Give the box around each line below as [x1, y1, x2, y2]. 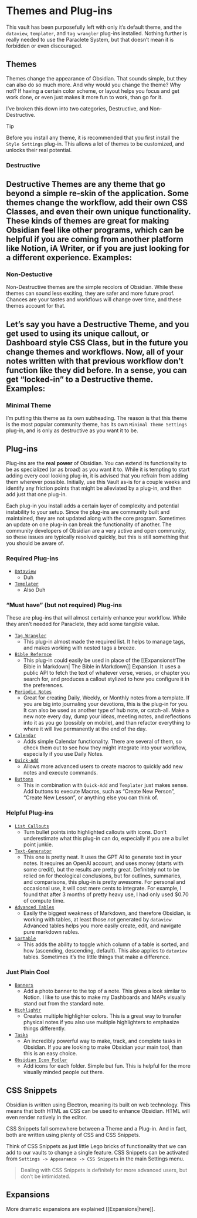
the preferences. [23, 682, 64, 689]
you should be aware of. [6, 539, 64, 547]
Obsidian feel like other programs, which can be [6, 225, 185, 235]
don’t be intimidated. [20, 1173, 70, 1180]
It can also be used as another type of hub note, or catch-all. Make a [23, 706, 189, 714]
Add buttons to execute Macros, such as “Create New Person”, [23, 788, 175, 795]
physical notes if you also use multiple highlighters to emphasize [23, 1019, 180, 1026]
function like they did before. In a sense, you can [6, 365, 187, 375]
